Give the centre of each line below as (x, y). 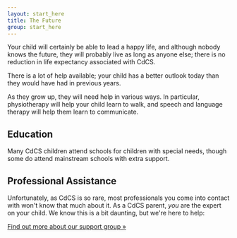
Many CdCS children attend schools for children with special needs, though (117, 151)
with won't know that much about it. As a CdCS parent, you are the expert (115, 205)
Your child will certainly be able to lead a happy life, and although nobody (114, 47)
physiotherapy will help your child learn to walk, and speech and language (115, 105)
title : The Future (34, 20)
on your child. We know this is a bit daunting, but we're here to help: (106, 213)
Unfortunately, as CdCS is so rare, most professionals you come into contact (119, 198)
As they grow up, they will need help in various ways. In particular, (103, 97)
